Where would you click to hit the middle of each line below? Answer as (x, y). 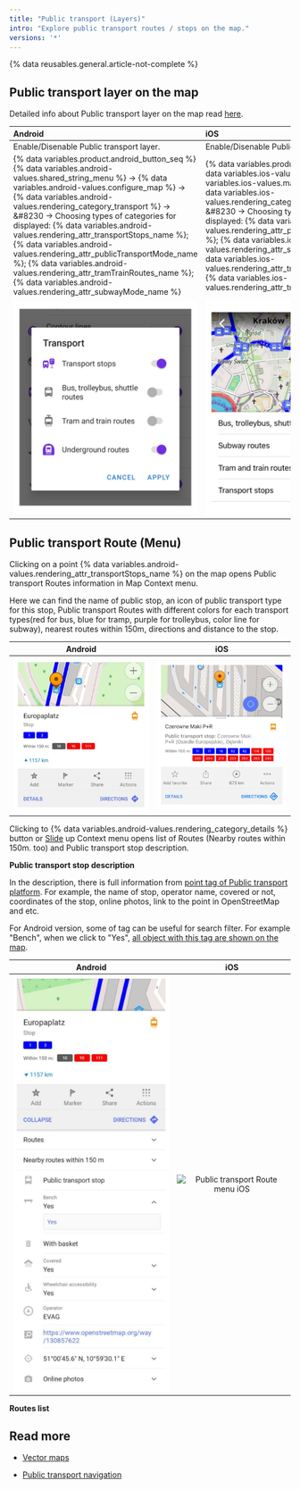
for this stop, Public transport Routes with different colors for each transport (149, 610)
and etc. (25, 911)
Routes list (29, 1408)
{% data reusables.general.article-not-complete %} (104, 64)
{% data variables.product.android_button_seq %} (104, 159)
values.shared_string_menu (63, 178)
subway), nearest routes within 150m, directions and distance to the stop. (144, 629)
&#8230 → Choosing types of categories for (95, 216)
